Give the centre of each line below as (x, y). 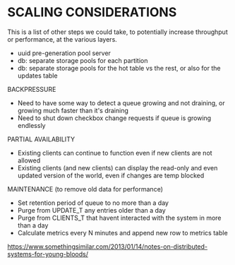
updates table (37, 76)
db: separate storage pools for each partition (83, 60)
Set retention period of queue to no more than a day (93, 203)
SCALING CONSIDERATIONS (92, 12)
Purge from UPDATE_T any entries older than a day (91, 210)
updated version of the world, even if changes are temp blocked (111, 175)
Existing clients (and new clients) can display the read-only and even (117, 167)
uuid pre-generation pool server (64, 53)
